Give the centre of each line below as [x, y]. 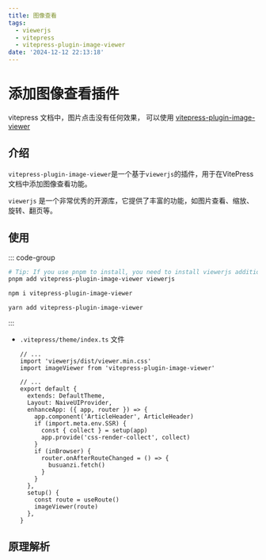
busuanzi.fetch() [77, 465]
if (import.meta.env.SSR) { [80, 424]
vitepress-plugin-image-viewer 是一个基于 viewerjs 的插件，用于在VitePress [131, 173]
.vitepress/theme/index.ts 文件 [72, 339]
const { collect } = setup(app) [94, 431]
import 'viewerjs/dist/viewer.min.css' [85, 361]
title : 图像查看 [32, 15]
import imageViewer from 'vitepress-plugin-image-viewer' [117, 368]
